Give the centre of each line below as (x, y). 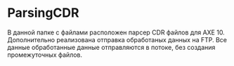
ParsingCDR (43, 13)
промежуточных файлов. (45, 55)
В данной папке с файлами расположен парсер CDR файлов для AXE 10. (116, 32)
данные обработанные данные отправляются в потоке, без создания (111, 47)
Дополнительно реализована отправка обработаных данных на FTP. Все (117, 39)
